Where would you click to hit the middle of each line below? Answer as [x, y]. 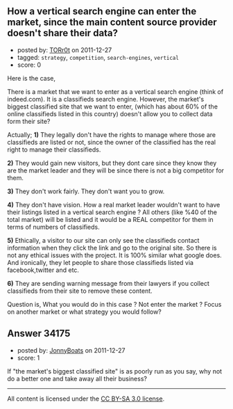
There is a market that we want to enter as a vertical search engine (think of [115, 91]
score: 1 [28, 358]
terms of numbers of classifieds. [54, 227]
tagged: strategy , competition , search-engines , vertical [98, 57]
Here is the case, [31, 78]
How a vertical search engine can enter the [102, 11]
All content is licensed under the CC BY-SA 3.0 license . [86, 399]
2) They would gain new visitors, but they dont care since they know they [112, 163]
